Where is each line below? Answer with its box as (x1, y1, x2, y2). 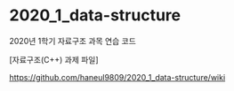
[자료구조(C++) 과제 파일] (9, 54, 100, 64)
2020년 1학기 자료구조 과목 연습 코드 (9, 35, 136, 46)
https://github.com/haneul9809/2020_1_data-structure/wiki (9, 72, 226, 82)
